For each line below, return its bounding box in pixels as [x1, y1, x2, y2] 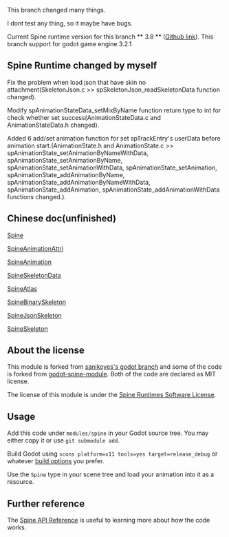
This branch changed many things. [7, 6, 106, 14]
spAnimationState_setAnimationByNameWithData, [7, 148, 149, 157]
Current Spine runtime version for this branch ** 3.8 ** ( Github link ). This [7, 32, 214, 41]
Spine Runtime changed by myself [7, 60, 157, 72]
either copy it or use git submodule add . [7, 436, 120, 445]
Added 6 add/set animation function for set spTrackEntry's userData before [7, 134, 221, 142]
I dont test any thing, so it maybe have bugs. [7, 19, 133, 27]
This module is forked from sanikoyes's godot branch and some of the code [7, 363, 222, 371]
